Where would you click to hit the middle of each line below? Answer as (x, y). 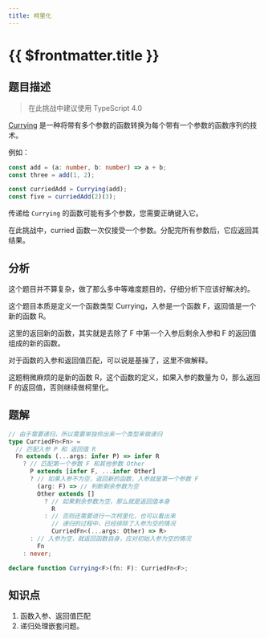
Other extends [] (66, 494)
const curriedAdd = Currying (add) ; (68, 190)
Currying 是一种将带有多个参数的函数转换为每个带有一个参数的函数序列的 (129, 125)
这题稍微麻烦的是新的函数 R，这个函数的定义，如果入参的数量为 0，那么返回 (134, 377)
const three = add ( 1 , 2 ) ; (51, 175)
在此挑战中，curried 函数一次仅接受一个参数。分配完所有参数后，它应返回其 (134, 231)
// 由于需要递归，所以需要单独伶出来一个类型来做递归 (85, 434)
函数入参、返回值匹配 (55, 616)
